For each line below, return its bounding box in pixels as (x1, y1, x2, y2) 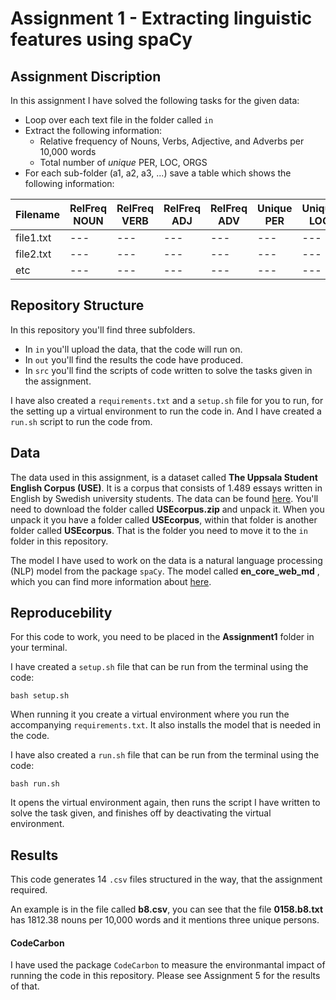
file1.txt (15, 231, 52, 244)
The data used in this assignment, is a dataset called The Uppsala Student (10, 471, 318, 483)
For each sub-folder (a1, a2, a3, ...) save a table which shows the (24, 167, 292, 179)
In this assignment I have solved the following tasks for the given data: (10, 95, 300, 106)
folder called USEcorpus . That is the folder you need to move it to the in (10, 524, 308, 536)
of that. (10, 980, 40, 992)
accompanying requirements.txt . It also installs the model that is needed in (10, 719, 321, 731)
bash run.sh (10, 779, 60, 789)
